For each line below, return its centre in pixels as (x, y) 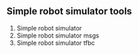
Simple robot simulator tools (69, 11)
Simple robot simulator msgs (58, 35)
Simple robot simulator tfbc (56, 43)
